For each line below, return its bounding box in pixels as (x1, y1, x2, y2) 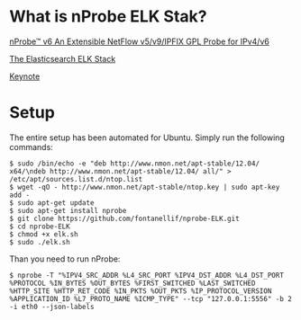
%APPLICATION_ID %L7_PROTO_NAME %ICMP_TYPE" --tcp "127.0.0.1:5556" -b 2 (9, 294, 293, 303)
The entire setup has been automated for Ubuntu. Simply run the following (9, 132, 286, 143)
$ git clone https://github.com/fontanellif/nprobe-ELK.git (9, 214, 241, 223)
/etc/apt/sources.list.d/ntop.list (9, 174, 143, 183)
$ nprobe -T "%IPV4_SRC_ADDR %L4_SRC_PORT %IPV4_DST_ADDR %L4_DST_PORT (9, 271, 284, 280)
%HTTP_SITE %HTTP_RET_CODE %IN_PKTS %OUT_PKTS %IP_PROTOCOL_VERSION (9, 286, 272, 296)
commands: (9, 141, 54, 152)
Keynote (9, 70, 41, 82)
